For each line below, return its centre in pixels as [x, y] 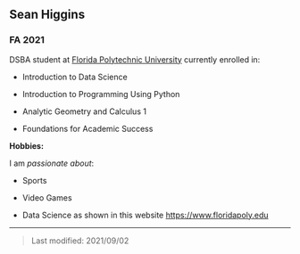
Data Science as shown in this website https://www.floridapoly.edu [146, 215]
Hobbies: [27, 145]
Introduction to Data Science [75, 77]
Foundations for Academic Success [87, 128]
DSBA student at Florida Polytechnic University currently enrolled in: [135, 59]
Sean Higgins [47, 15]
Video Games [47, 197]
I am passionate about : [52, 163]
